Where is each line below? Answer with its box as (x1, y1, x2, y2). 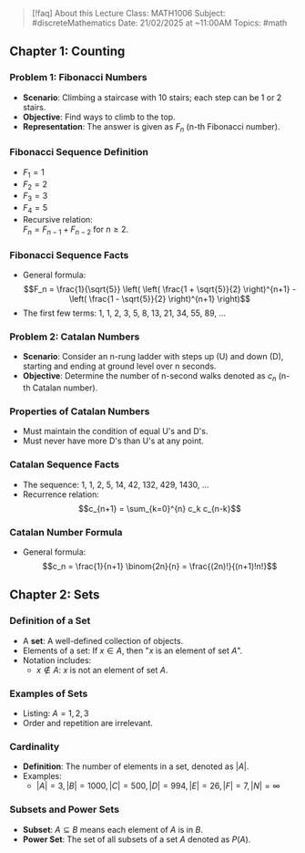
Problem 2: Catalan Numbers (9, 330, 140, 343)
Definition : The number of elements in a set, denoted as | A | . (22, 761, 249, 772)
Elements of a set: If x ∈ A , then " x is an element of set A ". (22, 645, 243, 656)
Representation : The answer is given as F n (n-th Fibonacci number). (22, 120, 280, 134)
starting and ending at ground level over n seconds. (22, 360, 217, 372)
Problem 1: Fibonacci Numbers (9, 71, 147, 84)
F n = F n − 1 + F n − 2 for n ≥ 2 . (22, 224, 129, 236)
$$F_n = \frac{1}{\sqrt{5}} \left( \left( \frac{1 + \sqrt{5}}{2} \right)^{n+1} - (23, 284, 297, 295)
